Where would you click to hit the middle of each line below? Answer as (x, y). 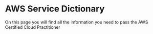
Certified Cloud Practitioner (33, 27)
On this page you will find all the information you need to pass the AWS (76, 22)
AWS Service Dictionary (55, 9)
